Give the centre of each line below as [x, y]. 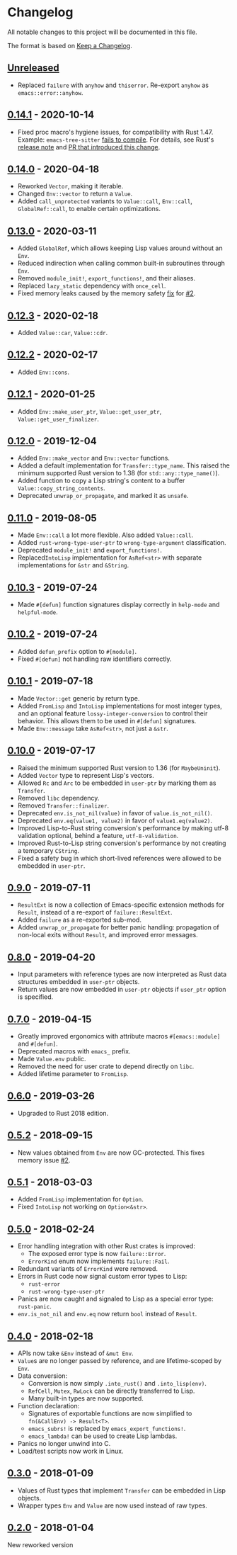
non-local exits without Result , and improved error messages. [108, 935]
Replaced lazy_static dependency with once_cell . [92, 286]
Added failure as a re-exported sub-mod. [79, 920]
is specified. [35, 997]
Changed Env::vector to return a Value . [75, 194]
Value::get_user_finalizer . [58, 419]
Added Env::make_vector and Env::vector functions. [93, 458]
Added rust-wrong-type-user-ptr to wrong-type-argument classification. [122, 543]
